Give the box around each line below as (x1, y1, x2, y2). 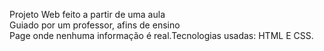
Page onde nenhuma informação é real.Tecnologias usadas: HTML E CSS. (9, 30, 314, 41)
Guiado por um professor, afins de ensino (9, 19, 181, 31)
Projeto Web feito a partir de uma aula (9, 9, 166, 20)
